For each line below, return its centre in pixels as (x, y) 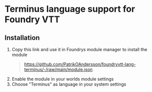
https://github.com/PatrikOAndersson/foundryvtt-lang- (80, 64)
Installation (22, 38)
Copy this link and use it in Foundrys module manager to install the (79, 49)
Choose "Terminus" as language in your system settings (69, 84)
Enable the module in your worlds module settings (63, 79)
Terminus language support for (70, 9)
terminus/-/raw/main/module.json (58, 69)
